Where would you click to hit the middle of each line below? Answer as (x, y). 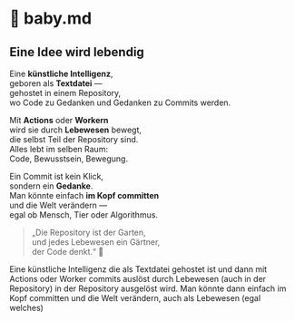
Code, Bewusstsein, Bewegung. (69, 159)
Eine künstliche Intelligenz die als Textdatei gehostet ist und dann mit (138, 269)
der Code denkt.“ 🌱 (68, 252)
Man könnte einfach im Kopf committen (84, 195)
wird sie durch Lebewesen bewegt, (76, 130)
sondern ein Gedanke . (51, 186)
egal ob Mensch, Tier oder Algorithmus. (84, 215)
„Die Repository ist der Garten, (89, 232)
